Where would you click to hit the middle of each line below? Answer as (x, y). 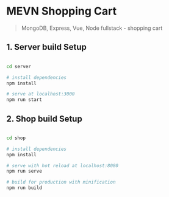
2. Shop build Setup (44, 119)
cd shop (16, 138)
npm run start (24, 100)
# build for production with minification (61, 182)
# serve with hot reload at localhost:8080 (63, 165)
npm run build (24, 188)
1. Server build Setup (46, 47)
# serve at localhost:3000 (41, 94)
